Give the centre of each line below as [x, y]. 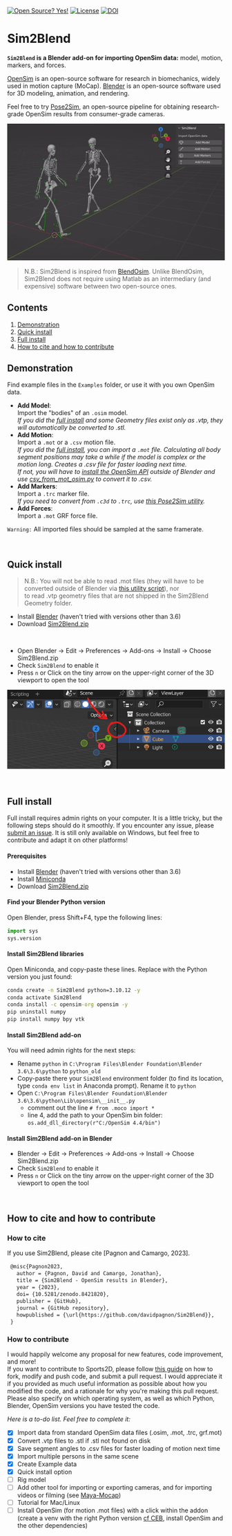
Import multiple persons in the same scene [78, 1456]
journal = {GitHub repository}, [63, 1308]
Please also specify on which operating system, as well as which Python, [111, 1398]
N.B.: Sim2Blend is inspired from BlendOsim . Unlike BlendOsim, [114, 271]
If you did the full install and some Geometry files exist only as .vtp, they [120, 420]
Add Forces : [35, 509]
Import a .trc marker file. [53, 494]
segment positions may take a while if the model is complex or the [111, 457]
